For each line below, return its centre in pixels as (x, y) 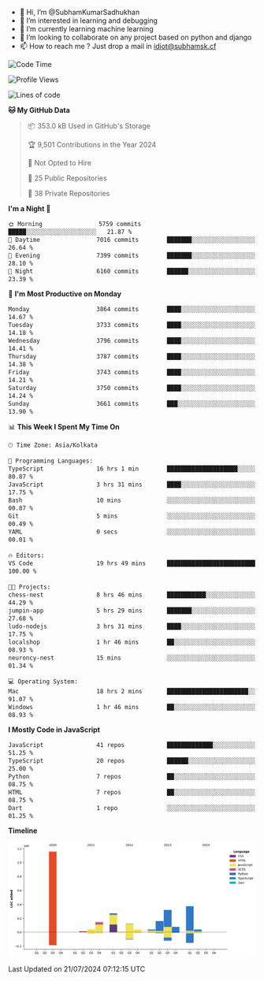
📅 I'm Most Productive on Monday (65, 294)
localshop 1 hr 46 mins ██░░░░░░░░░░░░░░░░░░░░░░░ (132, 642)
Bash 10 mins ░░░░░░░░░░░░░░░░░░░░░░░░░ (132, 500)
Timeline (23, 831)
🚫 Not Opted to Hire (59, 163)
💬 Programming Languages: (50, 461)
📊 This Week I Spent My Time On (64, 427)
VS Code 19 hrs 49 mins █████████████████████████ (132, 563)
